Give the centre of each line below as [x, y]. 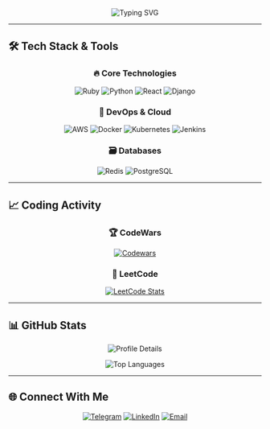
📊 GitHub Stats [47, 325]
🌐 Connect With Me [59, 397]
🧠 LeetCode [135, 274]
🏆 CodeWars [135, 233]
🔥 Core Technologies [135, 73]
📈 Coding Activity [55, 205]
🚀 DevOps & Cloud [135, 112]
